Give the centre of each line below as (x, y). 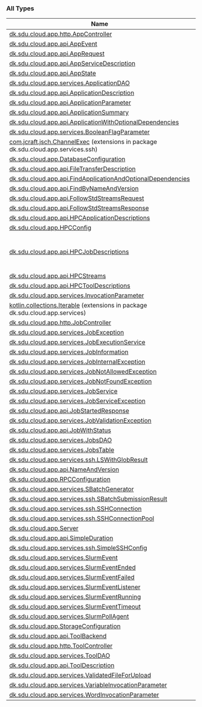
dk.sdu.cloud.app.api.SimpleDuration (61, 538)
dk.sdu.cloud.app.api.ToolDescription (62, 665)
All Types (20, 8)
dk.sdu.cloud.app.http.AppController (61, 34)
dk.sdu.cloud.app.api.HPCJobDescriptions (69, 252)
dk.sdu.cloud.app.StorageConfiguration (65, 626)
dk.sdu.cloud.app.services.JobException (67, 333)
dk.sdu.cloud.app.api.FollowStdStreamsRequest (77, 198)
